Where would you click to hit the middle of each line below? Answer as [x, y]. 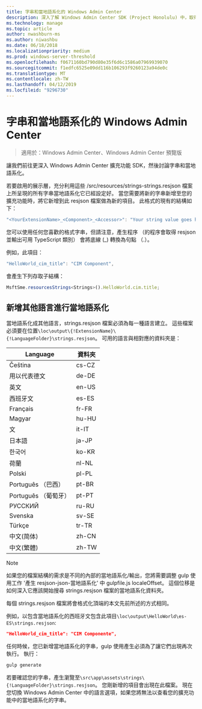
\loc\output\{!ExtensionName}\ [77, 331]
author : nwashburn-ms [33, 34]
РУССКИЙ [24, 506]
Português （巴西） [37, 484]
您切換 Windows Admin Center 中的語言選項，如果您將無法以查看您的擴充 [98, 692]
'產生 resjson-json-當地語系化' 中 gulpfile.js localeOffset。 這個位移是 [109, 583]
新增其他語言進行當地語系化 [58, 308]
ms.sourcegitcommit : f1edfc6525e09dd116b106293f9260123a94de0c [87, 68]
